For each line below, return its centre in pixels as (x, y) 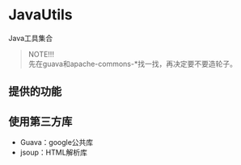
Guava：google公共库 (57, 142)
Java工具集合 (31, 38)
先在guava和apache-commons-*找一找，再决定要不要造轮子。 (132, 64)
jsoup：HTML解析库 (53, 153)
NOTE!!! (41, 54)
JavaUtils (40, 15)
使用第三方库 (40, 121)
